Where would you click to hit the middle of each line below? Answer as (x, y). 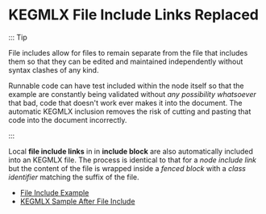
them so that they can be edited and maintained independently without (126, 61)
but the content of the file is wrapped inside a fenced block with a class (127, 168)
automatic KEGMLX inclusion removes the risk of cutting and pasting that (130, 111)
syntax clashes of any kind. (54, 69)
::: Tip (18, 37)
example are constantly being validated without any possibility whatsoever (132, 94)
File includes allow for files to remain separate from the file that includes (128, 52)
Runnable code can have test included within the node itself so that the (126, 86)
